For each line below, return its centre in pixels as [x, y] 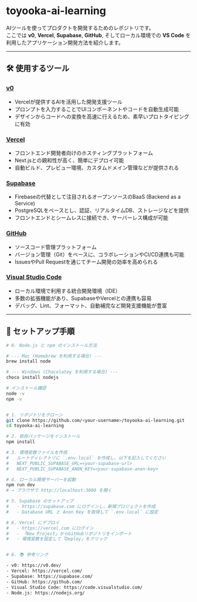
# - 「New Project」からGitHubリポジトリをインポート [69, 534]
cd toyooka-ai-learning [35, 426]
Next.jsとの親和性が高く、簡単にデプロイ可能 [69, 160]
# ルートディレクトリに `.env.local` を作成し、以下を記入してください [86, 458]
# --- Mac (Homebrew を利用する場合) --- [54, 356]
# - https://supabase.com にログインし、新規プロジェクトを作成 [81, 507]
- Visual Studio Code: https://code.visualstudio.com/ [74, 587]
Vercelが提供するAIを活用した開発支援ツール [68, 102]
